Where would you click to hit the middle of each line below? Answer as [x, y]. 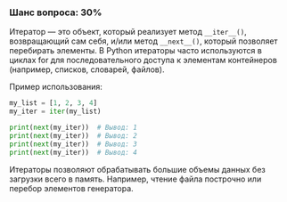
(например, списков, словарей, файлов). [87, 69]
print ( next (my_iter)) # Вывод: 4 [74, 152]
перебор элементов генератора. [71, 188]
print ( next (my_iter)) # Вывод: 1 [74, 128]
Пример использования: [56, 87]
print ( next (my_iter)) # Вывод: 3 [74, 144]
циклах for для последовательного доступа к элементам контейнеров [143, 61]
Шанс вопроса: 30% [56, 12]
